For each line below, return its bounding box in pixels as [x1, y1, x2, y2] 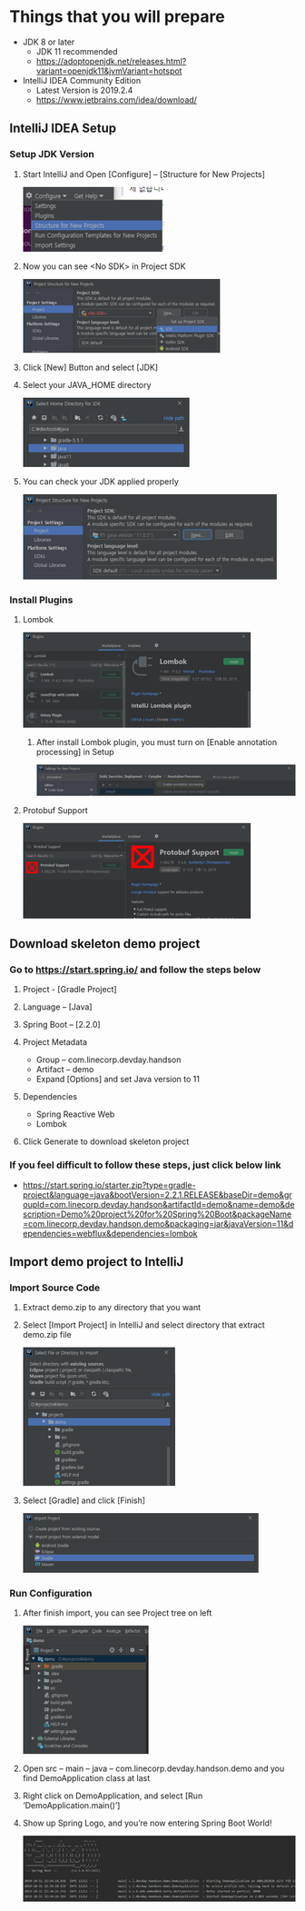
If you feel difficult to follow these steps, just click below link [9, 1159, 281, 1171]
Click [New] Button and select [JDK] [22, 362, 159, 373]
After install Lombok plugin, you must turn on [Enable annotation [35, 736, 278, 747]
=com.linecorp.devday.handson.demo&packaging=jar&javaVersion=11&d [22, 1218, 294, 1229]
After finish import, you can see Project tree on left [22, 1607, 212, 1618]
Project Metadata [22, 1037, 88, 1048]
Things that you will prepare [9, 6, 225, 27]
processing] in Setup [35, 746, 115, 757]
